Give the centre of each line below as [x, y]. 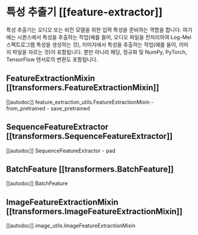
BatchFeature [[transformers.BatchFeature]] [90, 169]
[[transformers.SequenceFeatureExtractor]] [90, 136]
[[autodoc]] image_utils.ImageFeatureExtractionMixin [71, 226]
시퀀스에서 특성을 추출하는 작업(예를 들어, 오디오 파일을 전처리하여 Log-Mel [104, 37]
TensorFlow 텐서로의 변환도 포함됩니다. [52, 59]
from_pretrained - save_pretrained [48, 108]
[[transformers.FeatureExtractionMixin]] [83, 88]
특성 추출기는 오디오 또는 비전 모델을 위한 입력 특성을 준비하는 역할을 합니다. [94, 30]
